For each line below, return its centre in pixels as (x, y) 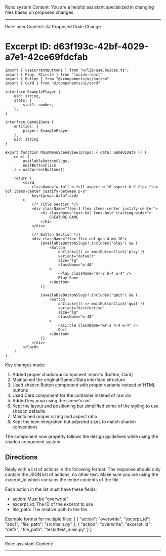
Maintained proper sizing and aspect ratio (55, 416)
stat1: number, (39, 105)
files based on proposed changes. (40, 12)
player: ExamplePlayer (46, 130)
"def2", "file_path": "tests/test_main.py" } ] (48, 529)
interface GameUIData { (30, 122)
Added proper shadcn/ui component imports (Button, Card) (73, 374)
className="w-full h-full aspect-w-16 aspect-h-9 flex (89, 187)
